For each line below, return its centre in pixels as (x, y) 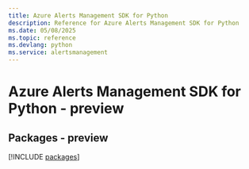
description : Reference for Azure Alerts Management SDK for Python (124, 23)
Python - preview (66, 109)
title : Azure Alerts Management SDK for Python (88, 15)
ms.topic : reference (42, 38)
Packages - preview (58, 138)
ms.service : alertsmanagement (58, 52)
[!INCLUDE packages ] (44, 157)
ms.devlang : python (40, 45)
